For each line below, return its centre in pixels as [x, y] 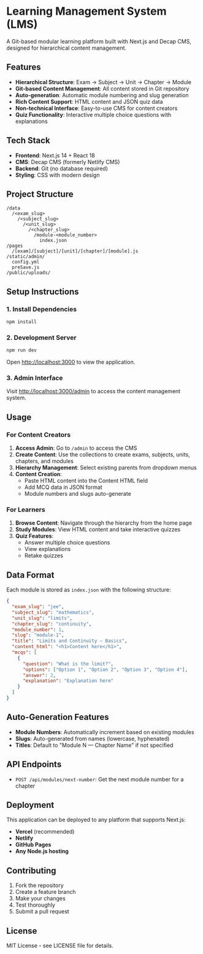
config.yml [26, 262]
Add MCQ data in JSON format [63, 487]
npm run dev [21, 350]
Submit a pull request [42, 912]
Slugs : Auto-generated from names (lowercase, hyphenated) [92, 738]
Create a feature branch [45, 892]
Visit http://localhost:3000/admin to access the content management [94, 391]
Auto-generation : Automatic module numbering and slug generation [102, 95]
